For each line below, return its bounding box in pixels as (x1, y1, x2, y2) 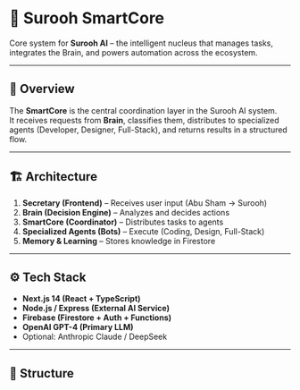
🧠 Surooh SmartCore (9, 8, 165, 29)
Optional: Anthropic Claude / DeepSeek (21, 331, 168, 343)
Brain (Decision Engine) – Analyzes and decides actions (21, 207, 230, 217)
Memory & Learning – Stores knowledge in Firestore (21, 235, 216, 246)
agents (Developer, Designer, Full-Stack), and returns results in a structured (9, 124, 287, 135)
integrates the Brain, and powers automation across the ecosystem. (9, 47, 258, 57)
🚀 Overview (9, 81, 75, 97)
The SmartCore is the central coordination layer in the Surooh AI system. (9, 105, 278, 115)
